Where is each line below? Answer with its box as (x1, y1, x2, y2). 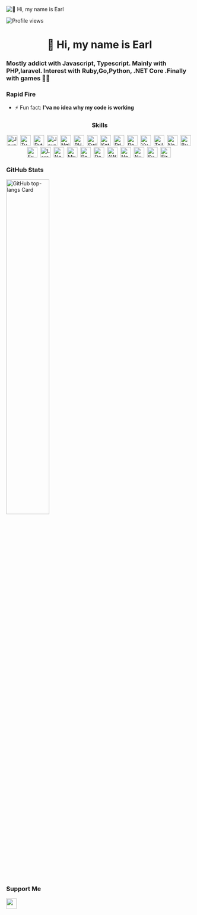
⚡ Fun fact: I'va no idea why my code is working (14, 104, 135, 111)
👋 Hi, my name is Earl (47, 38, 152, 52)
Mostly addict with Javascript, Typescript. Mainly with (6, 60, 167, 68)
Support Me (6, 885, 42, 893)
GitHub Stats (6, 166, 44, 174)
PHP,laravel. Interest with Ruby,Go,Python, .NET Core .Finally (6, 67, 187, 75)
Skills (91, 121, 108, 129)
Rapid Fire (6, 90, 36, 98)
